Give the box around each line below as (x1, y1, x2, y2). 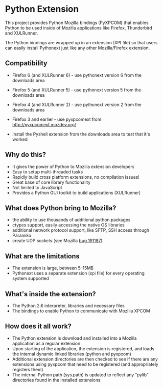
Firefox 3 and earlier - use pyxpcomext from (12, 116, 102, 122)
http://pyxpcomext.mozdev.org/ (12, 121, 77, 127)
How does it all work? (5, 322, 72, 331)
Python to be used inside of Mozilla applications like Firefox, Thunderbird (5, 25, 153, 30)
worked (12, 136, 28, 142)
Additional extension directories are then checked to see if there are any (12, 356, 158, 362)
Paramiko (12, 232, 32, 239)
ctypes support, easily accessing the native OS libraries (12, 222, 125, 228)
